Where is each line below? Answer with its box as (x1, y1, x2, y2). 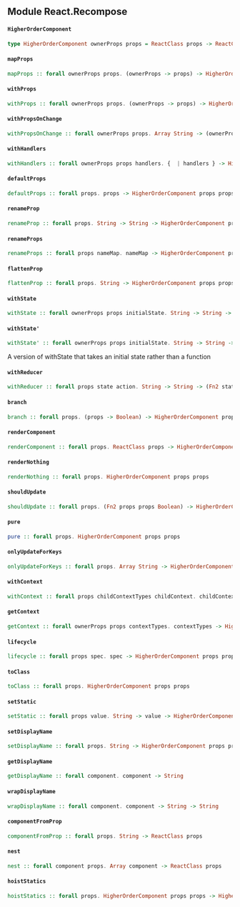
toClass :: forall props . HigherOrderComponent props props (7, 683, 191, 690)
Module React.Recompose (7, 6, 128, 18)
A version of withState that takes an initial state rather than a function (7, 353, 211, 361)
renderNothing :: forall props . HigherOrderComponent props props (7, 473, 209, 481)
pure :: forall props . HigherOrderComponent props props (7, 533, 181, 540)
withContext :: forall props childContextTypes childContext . (7, 593, 196, 600)
